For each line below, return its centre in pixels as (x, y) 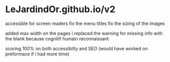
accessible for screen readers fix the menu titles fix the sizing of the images (85, 23)
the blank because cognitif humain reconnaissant (57, 39)
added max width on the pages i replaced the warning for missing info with (84, 33)
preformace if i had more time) (38, 54)
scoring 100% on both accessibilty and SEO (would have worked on (77, 48)
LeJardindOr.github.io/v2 (60, 9)
